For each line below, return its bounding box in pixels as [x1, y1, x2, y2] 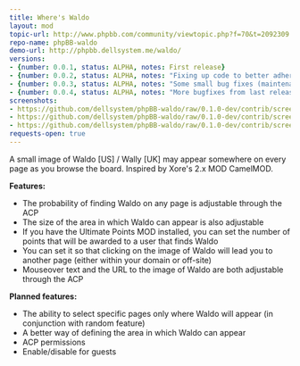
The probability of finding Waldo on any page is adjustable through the [21, 197, 283, 208]
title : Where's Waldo [9, 12, 90, 22]
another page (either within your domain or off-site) [21, 254, 212, 265]
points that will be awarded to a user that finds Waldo [21, 236, 219, 246]
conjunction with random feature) [21, 318, 146, 329]
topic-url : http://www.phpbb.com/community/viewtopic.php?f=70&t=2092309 [9, 29, 290, 38]
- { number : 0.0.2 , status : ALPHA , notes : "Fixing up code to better [9, 71, 270, 80]
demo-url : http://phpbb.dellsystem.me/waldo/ [9, 46, 181, 55]
